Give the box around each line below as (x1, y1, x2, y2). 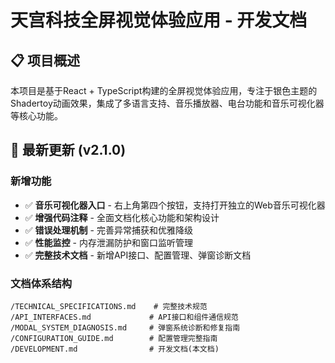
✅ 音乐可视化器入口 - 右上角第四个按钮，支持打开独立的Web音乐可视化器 (24, 199, 326, 211)
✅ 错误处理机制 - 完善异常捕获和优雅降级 (24, 224, 193, 236)
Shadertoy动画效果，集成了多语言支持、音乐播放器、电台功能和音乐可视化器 (10, 97, 325, 109)
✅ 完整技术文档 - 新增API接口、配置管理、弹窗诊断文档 (24, 249, 252, 261)
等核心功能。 (10, 110, 63, 121)
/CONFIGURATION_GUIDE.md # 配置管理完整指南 (10, 333, 218, 343)
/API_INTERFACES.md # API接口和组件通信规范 (10, 312, 239, 322)
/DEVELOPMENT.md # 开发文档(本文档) (10, 344, 220, 354)
